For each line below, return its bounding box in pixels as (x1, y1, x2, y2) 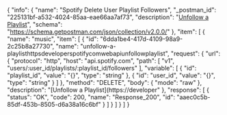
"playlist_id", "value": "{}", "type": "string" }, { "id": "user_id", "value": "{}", (7, 71, 215, 79)
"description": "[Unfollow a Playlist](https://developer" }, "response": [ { (7, 86, 210, 94)
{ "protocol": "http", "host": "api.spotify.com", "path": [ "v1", (7, 57, 175, 64)
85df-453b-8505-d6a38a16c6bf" (7, 101, 101, 108)
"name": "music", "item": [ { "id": (7, 35, 99, 43)
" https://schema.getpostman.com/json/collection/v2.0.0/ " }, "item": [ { (7, 27, 205, 36)
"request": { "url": (170, 49, 221, 57)
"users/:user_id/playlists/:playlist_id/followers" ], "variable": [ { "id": (7, 64, 197, 72)
